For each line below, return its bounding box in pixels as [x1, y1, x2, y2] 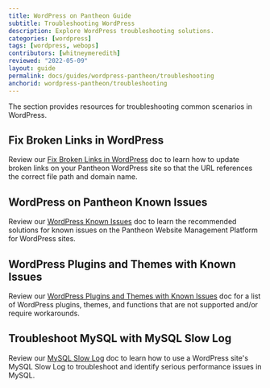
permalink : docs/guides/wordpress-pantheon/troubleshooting [8, 72, 215, 80]
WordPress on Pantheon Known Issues [8, 195, 208, 209]
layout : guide [8, 65, 56, 73]
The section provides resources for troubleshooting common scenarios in [8, 102, 252, 111]
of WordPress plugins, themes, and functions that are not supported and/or [8, 299, 259, 309]
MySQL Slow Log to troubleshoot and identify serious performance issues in [8, 361, 262, 371]
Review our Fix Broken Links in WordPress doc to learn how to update [8, 155, 240, 165]
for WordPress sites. [8, 234, 77, 244]
